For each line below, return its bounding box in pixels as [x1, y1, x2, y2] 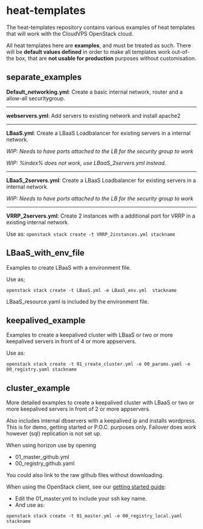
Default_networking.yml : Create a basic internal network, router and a [6, 88, 183, 96]
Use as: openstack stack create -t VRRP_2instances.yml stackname [6, 230, 175, 238]
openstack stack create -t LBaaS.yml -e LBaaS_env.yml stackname [6, 287, 177, 293]
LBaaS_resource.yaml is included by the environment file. [6, 297, 149, 305]
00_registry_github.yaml [14, 460, 75, 467]
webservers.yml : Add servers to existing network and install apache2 [6, 112, 181, 119]
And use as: [14, 501, 45, 508]
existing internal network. [6, 218, 69, 226]
